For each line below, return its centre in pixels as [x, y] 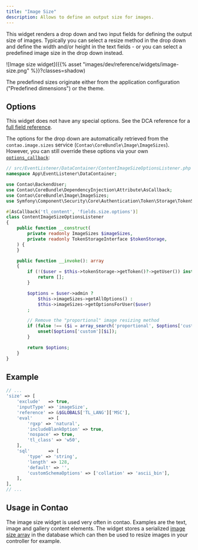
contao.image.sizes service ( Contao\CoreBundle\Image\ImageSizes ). [88, 145]
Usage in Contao [37, 508]
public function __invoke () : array [60, 261]
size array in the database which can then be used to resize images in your [97, 535]
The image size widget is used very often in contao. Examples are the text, [97, 522]
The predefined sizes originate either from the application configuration [93, 82]
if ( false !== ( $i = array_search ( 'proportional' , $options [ [104, 326]
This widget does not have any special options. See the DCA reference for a [98, 121]
